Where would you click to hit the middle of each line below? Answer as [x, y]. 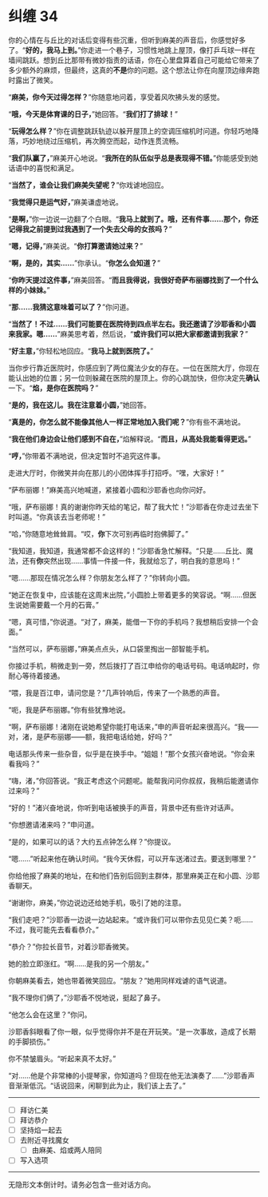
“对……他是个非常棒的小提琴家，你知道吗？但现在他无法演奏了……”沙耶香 [128, 1075]
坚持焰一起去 [41, 1130]
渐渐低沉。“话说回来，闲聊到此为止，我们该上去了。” [100, 1085]
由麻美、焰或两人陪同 [67, 1150]
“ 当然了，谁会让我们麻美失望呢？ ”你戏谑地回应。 [89, 185]
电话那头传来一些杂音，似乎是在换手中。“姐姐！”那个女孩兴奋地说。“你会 [128, 753]
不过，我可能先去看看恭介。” [54, 929]
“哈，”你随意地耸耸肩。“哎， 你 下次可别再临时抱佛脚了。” [99, 533]
